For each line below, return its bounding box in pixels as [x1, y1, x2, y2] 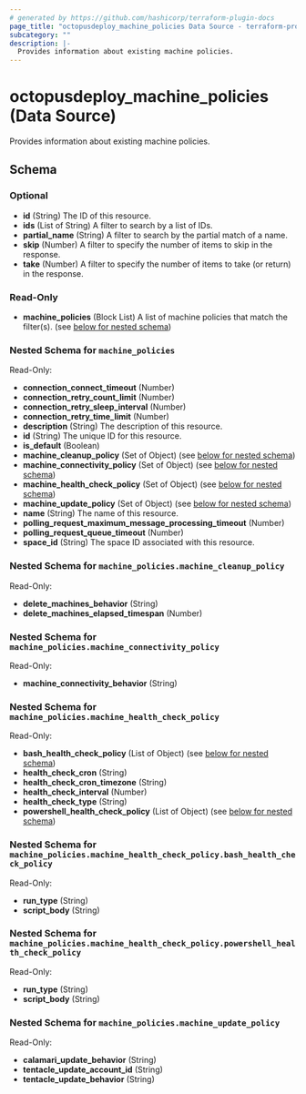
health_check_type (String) [22, 796, 127, 807]
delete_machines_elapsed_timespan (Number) [22, 607, 203, 619]
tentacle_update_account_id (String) [22, 1064, 164, 1075]
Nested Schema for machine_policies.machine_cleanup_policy [9, 560, 285, 572]
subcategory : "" [9, 30, 71, 39]
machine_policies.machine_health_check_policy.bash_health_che [9, 850, 296, 860]
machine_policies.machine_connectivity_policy [9, 642, 220, 652]
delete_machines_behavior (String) [22, 598, 158, 609]
